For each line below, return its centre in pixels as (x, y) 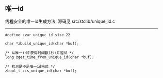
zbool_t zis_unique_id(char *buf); (41, 71)
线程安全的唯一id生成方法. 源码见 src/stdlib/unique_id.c (60, 21)
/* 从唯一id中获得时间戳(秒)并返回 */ (40, 53)
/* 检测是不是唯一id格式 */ (30, 66)
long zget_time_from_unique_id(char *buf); (50, 57)
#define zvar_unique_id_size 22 (38, 35)
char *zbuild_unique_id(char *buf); (42, 43)
